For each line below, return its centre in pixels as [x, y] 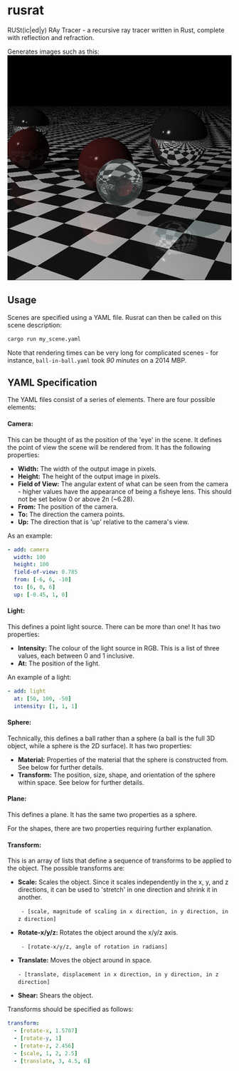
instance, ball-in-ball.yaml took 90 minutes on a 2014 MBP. [97, 360]
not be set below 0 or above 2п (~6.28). [76, 499]
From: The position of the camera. [68, 506]
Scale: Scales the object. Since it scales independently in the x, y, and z [123, 882]
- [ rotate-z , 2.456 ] [44, 1046]
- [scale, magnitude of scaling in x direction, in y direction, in [125, 912]
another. [30, 897]
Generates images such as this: [53, 51]
